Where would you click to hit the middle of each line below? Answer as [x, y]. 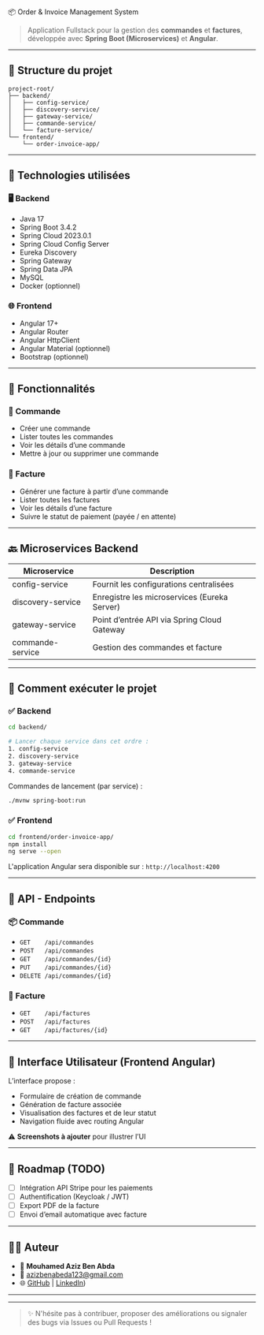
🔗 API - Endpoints [52, 899]
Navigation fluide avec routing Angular [82, 1121]
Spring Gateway [46, 260]
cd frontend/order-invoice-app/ [61, 837]
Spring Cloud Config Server [64, 244]
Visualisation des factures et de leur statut [88, 1113]
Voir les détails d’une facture [66, 508]
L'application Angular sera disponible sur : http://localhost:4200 [114, 867]
